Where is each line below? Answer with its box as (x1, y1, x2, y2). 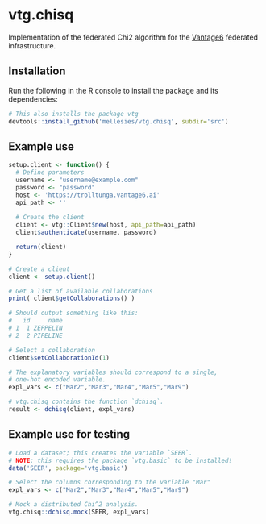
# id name (8, 317, 63, 325)
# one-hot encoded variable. (8, 376, 106, 384)
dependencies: (8, 94, 58, 104)
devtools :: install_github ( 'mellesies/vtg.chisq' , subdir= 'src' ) (8, 117, 229, 126)
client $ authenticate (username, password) (15, 228, 157, 237)
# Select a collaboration (8, 346, 95, 354)
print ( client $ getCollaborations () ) (8, 294, 135, 303)
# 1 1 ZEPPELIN (8, 324, 63, 332)
